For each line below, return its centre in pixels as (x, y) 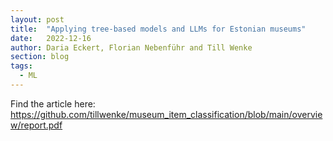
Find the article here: (53, 103)
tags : (21, 66)
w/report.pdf (36, 125)
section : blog (40, 57)
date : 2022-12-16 (51, 38)
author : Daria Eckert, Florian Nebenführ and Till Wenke (131, 47)
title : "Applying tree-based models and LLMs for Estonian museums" (158, 29)
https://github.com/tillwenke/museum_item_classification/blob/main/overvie (166, 114)
